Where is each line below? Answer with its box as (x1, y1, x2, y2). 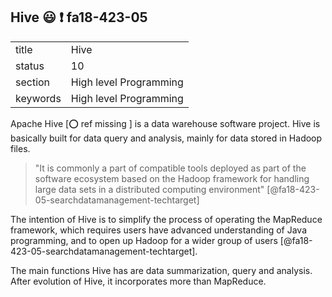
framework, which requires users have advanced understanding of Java (10, 224, 308, 236)
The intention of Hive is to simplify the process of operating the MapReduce (10, 213, 323, 225)
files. (10, 142, 31, 154)
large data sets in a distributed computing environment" (34, 183, 265, 195)
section (15, 75, 51, 89)
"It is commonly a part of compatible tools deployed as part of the (34, 162, 307, 174)
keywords (15, 91, 62, 105)
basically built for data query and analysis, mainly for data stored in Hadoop (10, 132, 323, 144)
